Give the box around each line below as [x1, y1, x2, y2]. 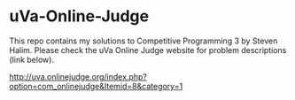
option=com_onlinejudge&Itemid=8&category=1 [9, 81, 183, 91]
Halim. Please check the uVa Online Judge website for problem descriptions [9, 44, 287, 55]
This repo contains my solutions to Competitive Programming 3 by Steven [9, 35, 278, 46]
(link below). [9, 54, 55, 65]
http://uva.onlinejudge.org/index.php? [9, 71, 148, 81]
